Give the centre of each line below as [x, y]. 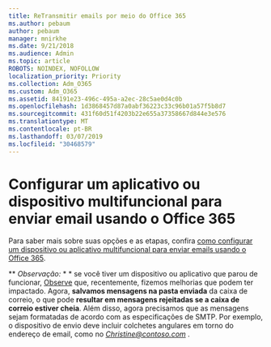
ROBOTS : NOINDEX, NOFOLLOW [54, 69]
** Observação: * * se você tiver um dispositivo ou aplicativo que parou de [133, 274]
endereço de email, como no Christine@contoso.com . [99, 334]
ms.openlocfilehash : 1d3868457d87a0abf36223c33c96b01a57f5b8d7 [117, 106]
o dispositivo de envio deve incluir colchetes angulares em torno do [121, 326]
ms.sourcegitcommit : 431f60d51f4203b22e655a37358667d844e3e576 [117, 114]
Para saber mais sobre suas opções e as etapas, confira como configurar [131, 241]
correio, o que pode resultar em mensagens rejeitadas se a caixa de [124, 300]
